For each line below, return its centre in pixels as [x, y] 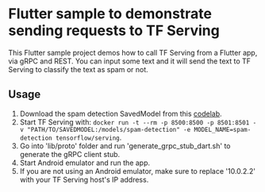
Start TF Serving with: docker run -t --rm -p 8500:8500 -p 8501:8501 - [138, 122]
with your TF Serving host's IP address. [84, 179]
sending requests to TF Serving [114, 31]
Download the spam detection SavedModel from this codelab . [121, 113]
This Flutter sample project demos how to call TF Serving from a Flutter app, [133, 52]
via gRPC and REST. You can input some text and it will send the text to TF [130, 61]
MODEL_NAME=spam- [223, 129]
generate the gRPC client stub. [70, 154]
